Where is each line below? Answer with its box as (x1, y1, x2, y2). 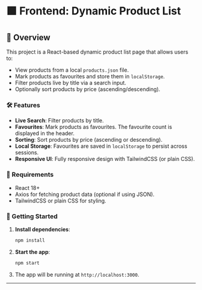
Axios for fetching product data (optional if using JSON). (14, 191, 155, 198)
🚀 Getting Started (6, 212, 58, 220)
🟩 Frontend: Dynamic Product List (6, 4, 182, 18)
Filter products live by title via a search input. (14, 79, 126, 86)
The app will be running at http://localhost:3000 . (14, 271, 139, 278)
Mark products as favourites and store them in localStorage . (14, 73, 165, 80)
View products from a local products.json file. (14, 66, 129, 74)
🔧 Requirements (6, 171, 54, 179)
